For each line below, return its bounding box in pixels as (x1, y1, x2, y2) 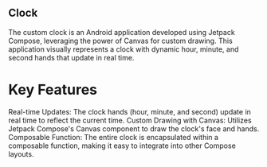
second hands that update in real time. (8, 52, 135, 62)
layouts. (8, 149, 34, 158)
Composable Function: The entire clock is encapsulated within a (8, 132, 219, 142)
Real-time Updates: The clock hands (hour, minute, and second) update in (8, 107, 251, 116)
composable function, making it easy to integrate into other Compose (8, 141, 237, 150)
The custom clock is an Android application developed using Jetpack (8, 27, 235, 37)
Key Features (8, 81, 98, 99)
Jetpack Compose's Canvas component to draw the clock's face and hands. (8, 123, 260, 134)
